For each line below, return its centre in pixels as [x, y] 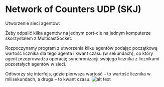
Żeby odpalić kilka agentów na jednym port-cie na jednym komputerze [78, 33]
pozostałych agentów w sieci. [36, 64]
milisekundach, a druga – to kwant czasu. [48, 79]
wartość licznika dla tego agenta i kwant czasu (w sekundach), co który [79, 53]
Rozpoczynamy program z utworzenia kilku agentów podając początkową [81, 48]
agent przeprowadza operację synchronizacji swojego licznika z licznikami [82, 58]
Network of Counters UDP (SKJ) [73, 9]
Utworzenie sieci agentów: [33, 23]
